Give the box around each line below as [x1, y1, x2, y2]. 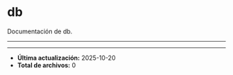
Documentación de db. [7, 27, 73, 35]
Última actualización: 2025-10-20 [17, 53, 116, 62]
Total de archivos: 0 [17, 60, 76, 69]
